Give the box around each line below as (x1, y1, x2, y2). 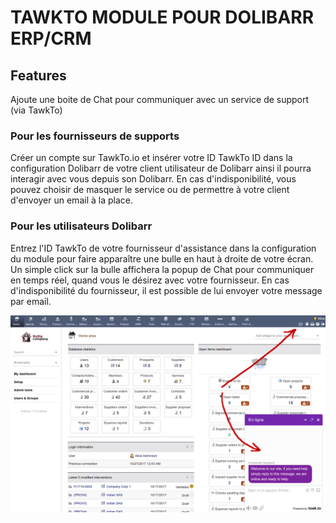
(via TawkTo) (10, 104, 63, 116)
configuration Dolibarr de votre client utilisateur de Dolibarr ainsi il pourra (10, 162, 312, 175)
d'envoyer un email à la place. (10, 194, 133, 206)
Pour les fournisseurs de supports (10, 129, 180, 143)
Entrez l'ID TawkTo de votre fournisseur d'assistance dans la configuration (10, 242, 317, 254)
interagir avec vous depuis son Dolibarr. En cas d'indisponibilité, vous (10, 173, 297, 185)
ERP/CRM (10, 27, 92, 50)
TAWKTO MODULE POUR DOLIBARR (10, 6, 315, 29)
